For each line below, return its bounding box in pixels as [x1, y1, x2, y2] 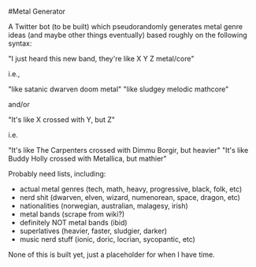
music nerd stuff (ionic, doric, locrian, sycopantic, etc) [19, 235, 195, 243]
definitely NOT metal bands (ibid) [19, 218, 128, 227]
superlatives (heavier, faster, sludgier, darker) [19, 226, 168, 235]
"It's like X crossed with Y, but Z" [8, 115, 116, 124]
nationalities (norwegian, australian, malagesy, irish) [19, 201, 189, 210]
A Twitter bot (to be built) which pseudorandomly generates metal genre [8, 22, 243, 31]
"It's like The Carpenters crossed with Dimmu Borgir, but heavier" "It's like [8, 146, 249, 154]
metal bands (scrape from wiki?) [19, 210, 125, 219]
